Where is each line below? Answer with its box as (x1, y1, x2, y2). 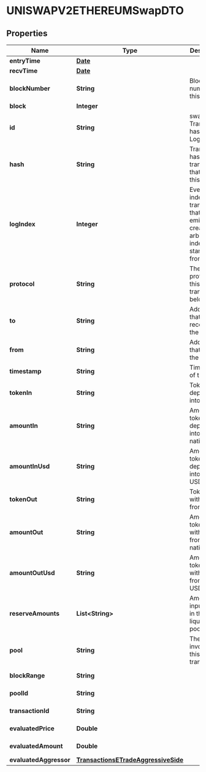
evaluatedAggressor (9, 755, 71, 764)
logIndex (9, 220, 36, 228)
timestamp (9, 367, 42, 375)
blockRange (9, 671, 45, 679)
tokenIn (9, 389, 32, 397)
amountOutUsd (9, 568, 55, 577)
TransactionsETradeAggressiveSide (76, 755, 184, 764)
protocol (9, 280, 35, 288)
